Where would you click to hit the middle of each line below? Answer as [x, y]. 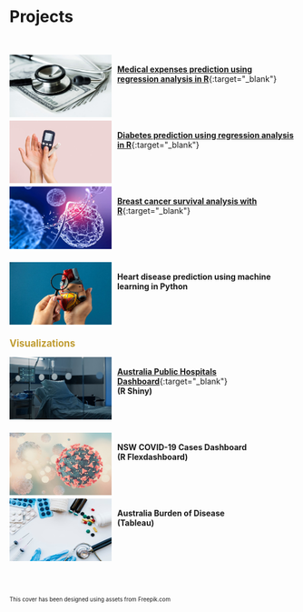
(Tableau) [136, 522]
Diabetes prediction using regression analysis [205, 135]
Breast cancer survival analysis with [187, 201]
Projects [42, 17]
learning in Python [153, 286]
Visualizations [42, 343]
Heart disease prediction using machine [194, 276]
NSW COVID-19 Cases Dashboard [182, 446]
